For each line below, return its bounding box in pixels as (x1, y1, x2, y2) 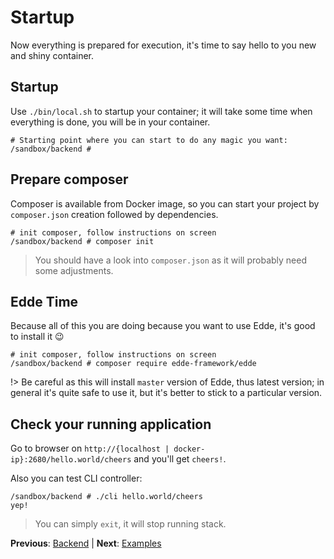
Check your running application (10, 416, 212, 433)
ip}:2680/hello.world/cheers (10, 455, 132, 465)
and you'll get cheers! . (133, 453, 227, 465)
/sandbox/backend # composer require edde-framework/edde (10, 359, 257, 369)
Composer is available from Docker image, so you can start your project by (10, 197, 320, 210)
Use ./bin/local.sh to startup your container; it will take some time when (10, 105, 313, 117)
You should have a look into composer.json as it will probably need (34, 254, 308, 266)
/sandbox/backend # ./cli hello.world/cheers (10, 492, 203, 502)
